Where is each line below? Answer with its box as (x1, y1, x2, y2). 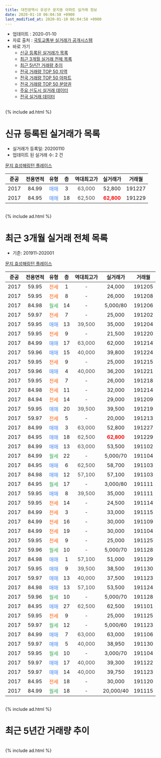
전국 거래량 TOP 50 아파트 (19, 75, 71, 81)
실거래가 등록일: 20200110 (12, 146, 65, 152)
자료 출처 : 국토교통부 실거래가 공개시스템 (12, 37, 93, 43)
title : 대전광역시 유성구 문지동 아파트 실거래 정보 (5, 7, 97, 13)
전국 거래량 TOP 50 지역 (19, 69, 67, 75)
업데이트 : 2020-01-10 (12, 31, 56, 37)
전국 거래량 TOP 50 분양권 (19, 81, 71, 87)
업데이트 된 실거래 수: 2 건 (12, 152, 63, 158)
